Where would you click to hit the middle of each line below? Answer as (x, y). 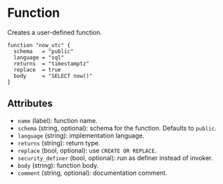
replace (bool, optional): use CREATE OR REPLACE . (87, 150)
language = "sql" (39, 58)
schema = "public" (44, 51)
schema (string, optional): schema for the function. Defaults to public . (117, 128)
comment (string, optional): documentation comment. (92, 173)
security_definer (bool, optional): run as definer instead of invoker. (115, 158)
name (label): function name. (57, 120)
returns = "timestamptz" (52, 64)
